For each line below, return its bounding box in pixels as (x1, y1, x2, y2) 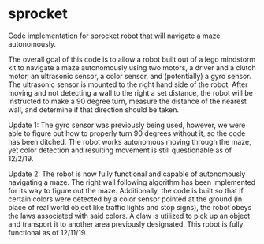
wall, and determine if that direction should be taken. (8, 104, 180, 114)
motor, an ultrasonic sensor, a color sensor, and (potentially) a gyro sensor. (8, 71, 251, 81)
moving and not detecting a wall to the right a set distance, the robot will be (8, 88, 254, 97)
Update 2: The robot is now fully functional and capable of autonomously (8, 169, 246, 178)
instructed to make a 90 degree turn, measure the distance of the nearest (8, 96, 247, 106)
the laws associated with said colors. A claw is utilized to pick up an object (8, 211, 251, 220)
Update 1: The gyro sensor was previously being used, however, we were (8, 120, 246, 130)
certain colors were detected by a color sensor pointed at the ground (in (8, 194, 243, 204)
